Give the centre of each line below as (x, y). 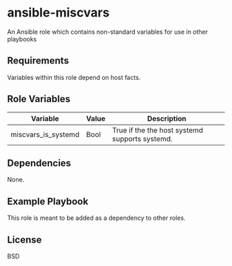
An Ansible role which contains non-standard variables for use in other (108, 32)
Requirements (38, 61)
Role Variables (39, 99)
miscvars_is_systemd (45, 134)
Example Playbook (48, 201)
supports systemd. (142, 139)
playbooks (22, 39)
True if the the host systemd (158, 130)
